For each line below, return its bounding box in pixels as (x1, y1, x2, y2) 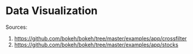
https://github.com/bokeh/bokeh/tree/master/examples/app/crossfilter (14, 35, 187, 42)
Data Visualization (5, 4, 98, 18)
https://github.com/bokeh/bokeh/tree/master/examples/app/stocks (14, 41, 179, 48)
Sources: (5, 23, 28, 31)
